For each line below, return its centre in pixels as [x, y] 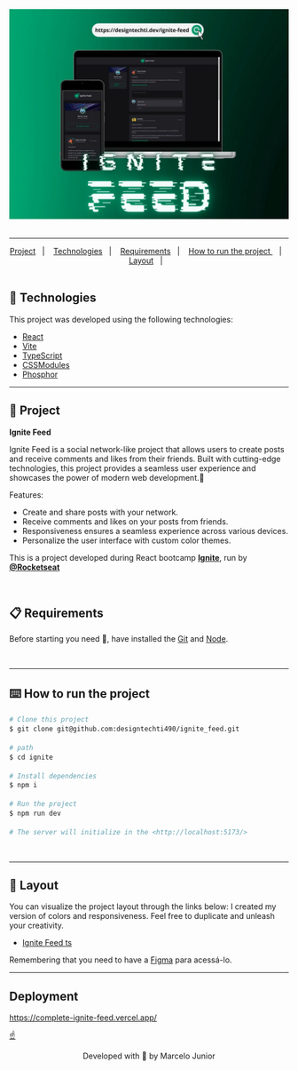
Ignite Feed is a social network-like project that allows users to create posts [147, 449]
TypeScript [42, 355]
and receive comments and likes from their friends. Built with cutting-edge [145, 459]
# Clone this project [49, 720]
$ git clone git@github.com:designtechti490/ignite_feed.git [125, 729]
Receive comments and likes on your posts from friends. [125, 521]
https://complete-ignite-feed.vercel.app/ [83, 1018]
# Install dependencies [53, 776]
